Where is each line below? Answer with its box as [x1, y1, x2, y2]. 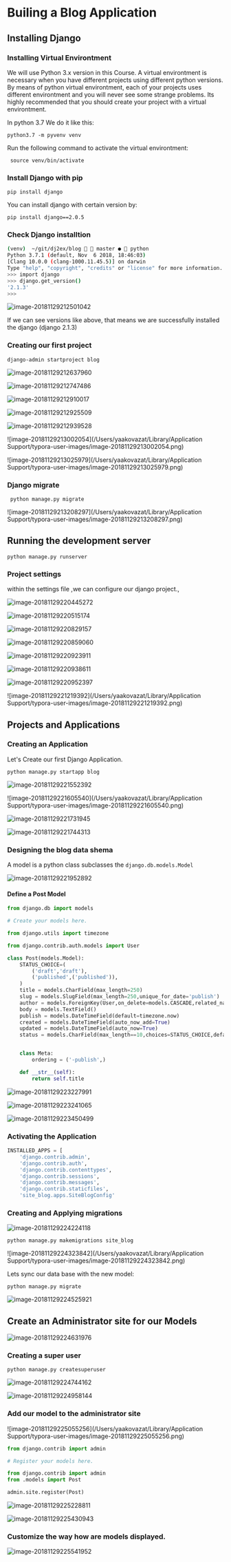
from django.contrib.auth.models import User [7, 942, 140, 949]
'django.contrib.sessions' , [19, 1172, 100, 1180]
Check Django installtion [7, 230, 91, 240]
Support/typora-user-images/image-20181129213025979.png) [7, 463, 184, 471]
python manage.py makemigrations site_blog [7, 1237, 134, 1244]
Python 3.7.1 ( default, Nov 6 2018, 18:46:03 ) [7, 252, 146, 259]
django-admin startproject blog [7, 356, 100, 363]
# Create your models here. [7, 918, 88, 925]
